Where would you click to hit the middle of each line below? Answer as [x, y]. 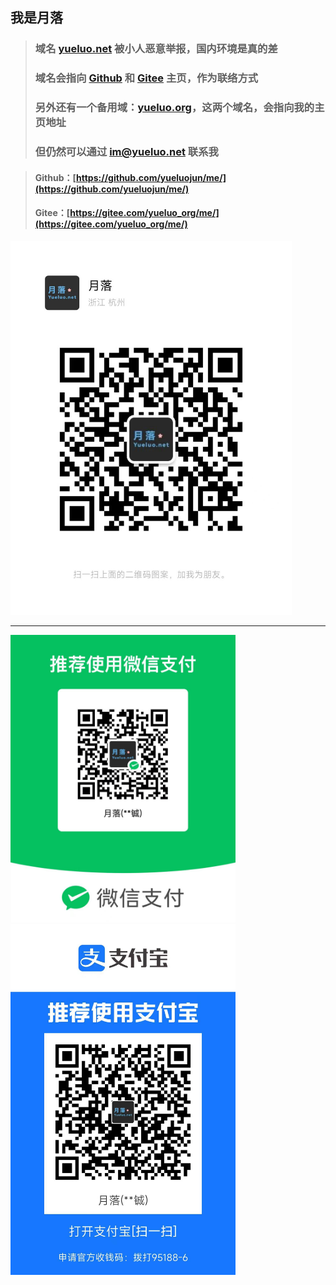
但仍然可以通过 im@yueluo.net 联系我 [126, 152]
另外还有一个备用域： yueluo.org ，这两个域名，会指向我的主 [179, 108]
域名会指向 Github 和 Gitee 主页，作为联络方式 [146, 78]
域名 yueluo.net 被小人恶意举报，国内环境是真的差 [156, 49]
